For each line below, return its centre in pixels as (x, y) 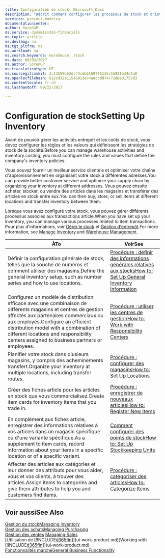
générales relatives (132, 265)
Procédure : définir (132, 252)
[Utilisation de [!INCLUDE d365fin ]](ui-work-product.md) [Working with (76, 540)
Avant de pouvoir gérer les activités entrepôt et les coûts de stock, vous (78, 140)
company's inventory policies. (36, 161)
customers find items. (33, 495)
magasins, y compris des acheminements (55, 361)
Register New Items (133, 412)
